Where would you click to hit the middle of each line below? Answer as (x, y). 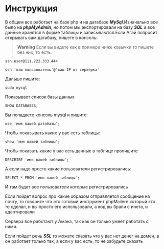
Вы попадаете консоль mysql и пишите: (47, 115)
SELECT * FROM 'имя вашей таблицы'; (42, 178)
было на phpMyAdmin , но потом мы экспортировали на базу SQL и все (80, 27)
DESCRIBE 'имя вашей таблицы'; (37, 160)
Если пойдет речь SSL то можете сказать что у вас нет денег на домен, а (82, 236)
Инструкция (31, 9)
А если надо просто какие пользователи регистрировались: (68, 168)
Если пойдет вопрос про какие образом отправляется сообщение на (78, 196)
